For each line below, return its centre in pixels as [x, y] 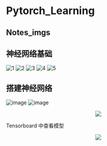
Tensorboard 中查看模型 [35, 126]
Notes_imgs [28, 33]
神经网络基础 [29, 54]
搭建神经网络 [29, 88]
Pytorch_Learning [51, 11]
